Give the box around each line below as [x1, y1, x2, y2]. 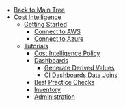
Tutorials [23, 42, 49, 50]
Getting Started [23, 20, 67, 28]
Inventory [33, 85, 61, 93]
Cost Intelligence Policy [33, 49, 100, 57]
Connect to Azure [33, 35, 84, 43]
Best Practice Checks [33, 78, 95, 86]
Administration [33, 93, 75, 101]
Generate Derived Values [44, 64, 115, 72]
